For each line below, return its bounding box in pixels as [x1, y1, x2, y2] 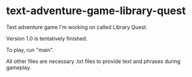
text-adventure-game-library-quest [6, 4, 186, 18]
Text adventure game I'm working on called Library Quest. [6, 24, 148, 31]
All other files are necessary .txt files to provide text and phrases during [6, 58, 181, 65]
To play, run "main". [6, 46, 54, 53]
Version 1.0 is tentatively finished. [6, 35, 87, 42]
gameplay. [6, 63, 31, 71]
